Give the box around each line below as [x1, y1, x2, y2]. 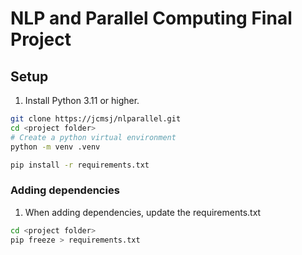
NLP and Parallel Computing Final [10, 7, 293, 30]
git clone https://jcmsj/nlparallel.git [10, 114, 182, 124]
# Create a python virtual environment [10, 132, 177, 142]
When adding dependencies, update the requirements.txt [24, 206, 262, 218]
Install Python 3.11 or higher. [24, 95, 140, 106]
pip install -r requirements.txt [10, 160, 150, 170]
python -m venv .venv [10, 142, 101, 152]
